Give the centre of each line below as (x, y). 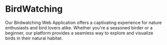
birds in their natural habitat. (34, 38)
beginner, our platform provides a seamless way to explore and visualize (79, 33)
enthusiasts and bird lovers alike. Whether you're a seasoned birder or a (79, 27)
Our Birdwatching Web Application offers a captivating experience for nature (83, 22)
